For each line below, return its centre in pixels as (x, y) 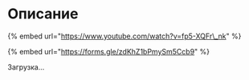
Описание (43, 14)
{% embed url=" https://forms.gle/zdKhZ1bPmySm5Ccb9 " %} (109, 51)
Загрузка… (26, 67)
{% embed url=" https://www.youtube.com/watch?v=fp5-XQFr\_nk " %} (124, 36)
